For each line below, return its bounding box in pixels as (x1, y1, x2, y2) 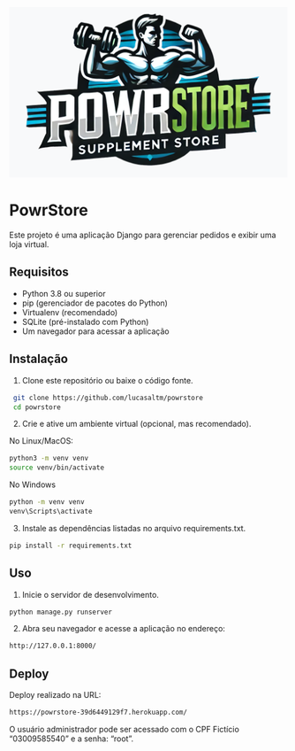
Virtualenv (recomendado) (21, 306, 118, 317)
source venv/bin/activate (9, 463, 104, 472)
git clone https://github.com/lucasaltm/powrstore (12, 393, 203, 402)
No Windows (9, 479, 56, 490)
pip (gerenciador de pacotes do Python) (21, 298, 168, 308)
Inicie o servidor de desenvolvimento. (21, 589, 159, 600)
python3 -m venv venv (9, 454, 89, 463)
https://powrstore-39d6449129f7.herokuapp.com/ (9, 708, 188, 717)
